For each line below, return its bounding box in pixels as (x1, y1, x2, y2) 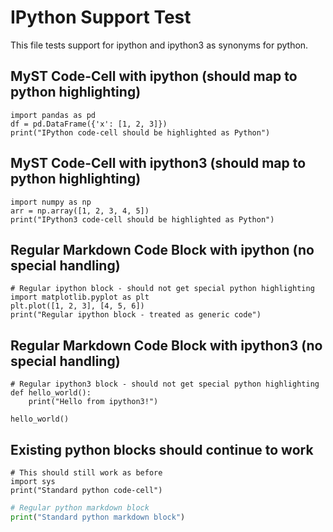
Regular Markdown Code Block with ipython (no (10, 241, 315, 258)
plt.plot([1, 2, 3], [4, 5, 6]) (10, 301, 145, 311)
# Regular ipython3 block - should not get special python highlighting (10, 379, 320, 390)
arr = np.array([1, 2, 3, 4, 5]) (10, 206, 150, 216)
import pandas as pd (10, 110, 97, 120)
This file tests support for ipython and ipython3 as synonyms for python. (10, 39, 309, 51)
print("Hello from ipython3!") (28, 397, 159, 407)
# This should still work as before (10, 468, 163, 478)
